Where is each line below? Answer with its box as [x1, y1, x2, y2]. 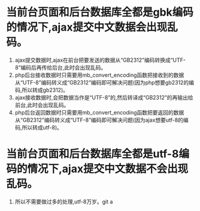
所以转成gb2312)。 [22, 86, 69, 94]
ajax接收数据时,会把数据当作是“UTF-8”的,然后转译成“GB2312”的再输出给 [14, 94, 193, 101]
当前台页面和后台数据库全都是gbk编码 [6, 5, 193, 19]
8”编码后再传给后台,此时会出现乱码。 [14, 64, 107, 71]
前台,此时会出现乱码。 [14, 101, 69, 108]
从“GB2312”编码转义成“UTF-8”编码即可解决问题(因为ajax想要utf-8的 [14, 116, 184, 123]
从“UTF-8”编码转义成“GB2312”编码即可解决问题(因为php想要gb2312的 [14, 79, 189, 86]
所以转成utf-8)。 [22, 123, 63, 131]
